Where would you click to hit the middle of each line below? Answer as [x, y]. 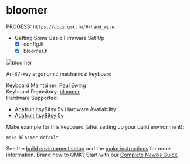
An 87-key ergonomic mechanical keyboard [59, 74]
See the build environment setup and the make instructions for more [89, 149]
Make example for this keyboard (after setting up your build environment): [95, 127]
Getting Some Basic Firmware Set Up [59, 38]
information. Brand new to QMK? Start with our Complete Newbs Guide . [93, 155]
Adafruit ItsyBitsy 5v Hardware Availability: [66, 109]
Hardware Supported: [32, 98]
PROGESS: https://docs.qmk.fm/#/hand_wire [60, 26]
